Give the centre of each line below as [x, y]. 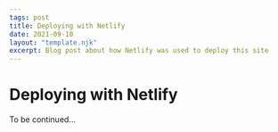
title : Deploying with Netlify [67, 26]
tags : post [29, 17]
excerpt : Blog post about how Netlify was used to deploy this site [139, 51]
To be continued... [42, 120]
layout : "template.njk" [53, 42]
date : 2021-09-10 [41, 34]
